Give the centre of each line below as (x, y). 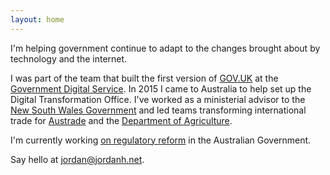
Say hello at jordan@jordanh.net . (77, 159)
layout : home (37, 19)
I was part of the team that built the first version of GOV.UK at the (144, 78)
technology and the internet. (69, 58)
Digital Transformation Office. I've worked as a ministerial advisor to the (158, 99)
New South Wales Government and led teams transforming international (158, 110)
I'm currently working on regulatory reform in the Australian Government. (161, 140)
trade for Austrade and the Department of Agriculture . (121, 120)
